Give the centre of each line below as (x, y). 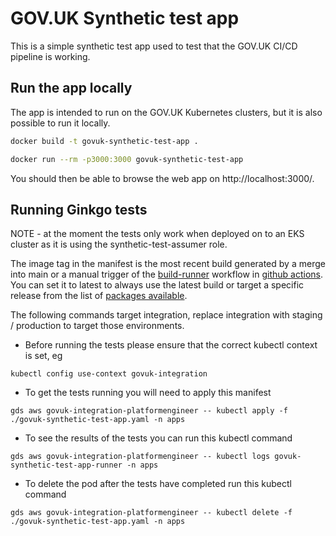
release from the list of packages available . (99, 296)
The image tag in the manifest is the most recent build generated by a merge (168, 264)
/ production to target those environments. (97, 326)
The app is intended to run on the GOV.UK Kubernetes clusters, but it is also (166, 112)
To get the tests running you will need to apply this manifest (148, 393)
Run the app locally (71, 88)
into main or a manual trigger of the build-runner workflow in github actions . (166, 274)
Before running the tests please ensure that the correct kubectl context (171, 345)
